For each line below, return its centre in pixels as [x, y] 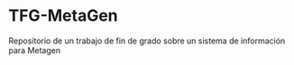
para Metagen [34, 50]
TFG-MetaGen [63, 16]
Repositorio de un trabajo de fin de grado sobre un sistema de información [147, 41]
